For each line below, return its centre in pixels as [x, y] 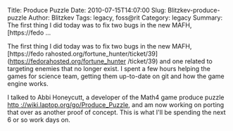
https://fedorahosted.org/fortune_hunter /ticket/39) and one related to [111, 61]
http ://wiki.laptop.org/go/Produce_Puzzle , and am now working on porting [116, 105]
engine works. [28, 83]
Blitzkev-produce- [194, 10]
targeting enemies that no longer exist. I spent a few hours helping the [109, 69]
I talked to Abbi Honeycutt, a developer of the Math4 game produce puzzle [116, 97]
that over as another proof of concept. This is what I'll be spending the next [117, 112]
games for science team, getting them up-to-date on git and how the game [116, 76]
